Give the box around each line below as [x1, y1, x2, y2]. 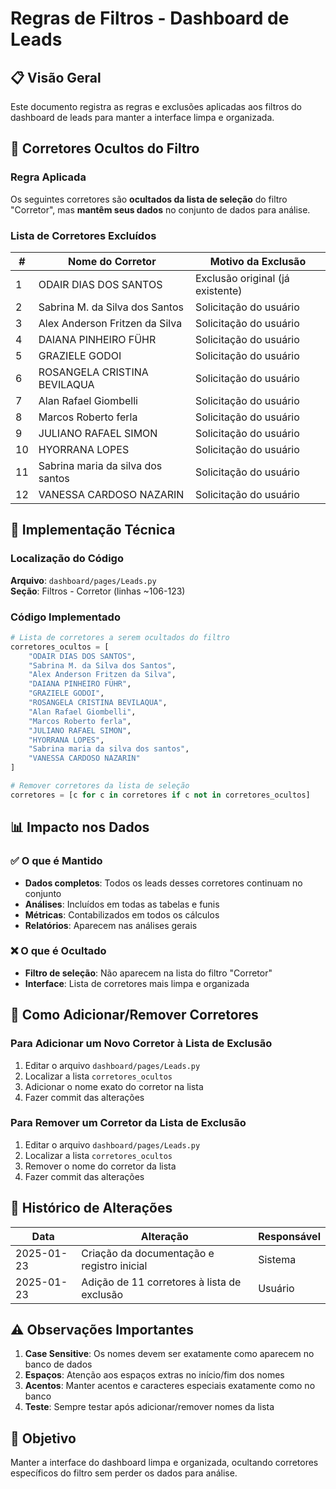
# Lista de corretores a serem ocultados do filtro [10, 632, 230, 642]
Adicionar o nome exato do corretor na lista [24, 1080, 204, 1092]
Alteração [140, 1229, 189, 1243]
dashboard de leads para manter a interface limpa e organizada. [10, 112, 275, 123]
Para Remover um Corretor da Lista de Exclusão [10, 1116, 247, 1130]
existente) [195, 283, 243, 297]
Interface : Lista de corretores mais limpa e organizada [24, 977, 250, 989]
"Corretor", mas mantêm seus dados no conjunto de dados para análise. [10, 203, 311, 216]
